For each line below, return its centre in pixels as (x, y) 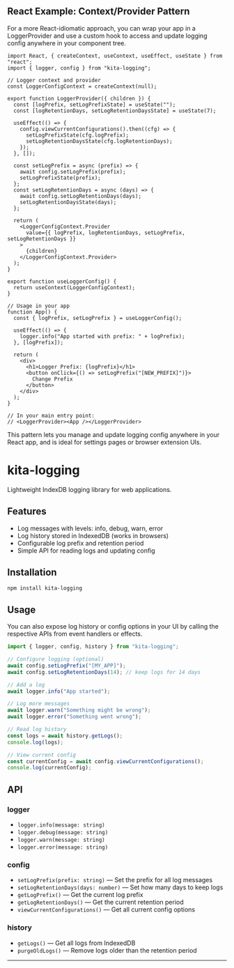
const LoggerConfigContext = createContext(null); (82, 86)
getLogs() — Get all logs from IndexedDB (76, 943)
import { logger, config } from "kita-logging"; (79, 68)
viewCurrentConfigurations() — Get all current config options (106, 909)
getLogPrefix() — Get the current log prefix (80, 895)
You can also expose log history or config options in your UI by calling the (113, 627)
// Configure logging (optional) (56, 659)
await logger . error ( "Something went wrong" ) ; (74, 717)
